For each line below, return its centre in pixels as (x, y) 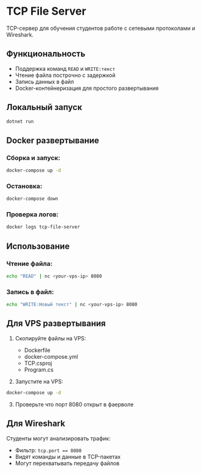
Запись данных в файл (44, 81)
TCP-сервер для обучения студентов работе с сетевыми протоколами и (101, 28)
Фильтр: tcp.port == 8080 (48, 450)
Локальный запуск (44, 107)
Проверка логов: (33, 215)
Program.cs (39, 369)
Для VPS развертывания (56, 324)
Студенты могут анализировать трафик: (58, 438)
